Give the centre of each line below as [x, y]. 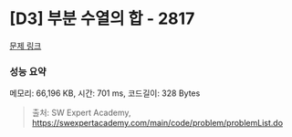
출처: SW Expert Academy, [81, 113]
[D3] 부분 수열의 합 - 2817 [102, 19]
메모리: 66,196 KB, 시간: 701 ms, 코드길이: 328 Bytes [105, 93]
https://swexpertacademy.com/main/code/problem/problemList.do [157, 123]
